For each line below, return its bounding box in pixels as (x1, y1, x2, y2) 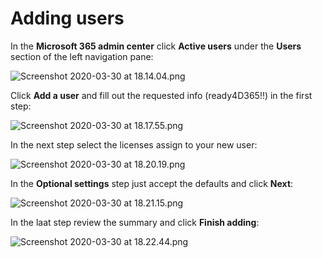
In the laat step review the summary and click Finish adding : (10, 216, 260, 228)
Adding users (10, 7, 125, 30)
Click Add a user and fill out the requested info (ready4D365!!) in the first (10, 89, 313, 101)
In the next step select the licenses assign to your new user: (10, 138, 258, 151)
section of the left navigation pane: (10, 50, 154, 62)
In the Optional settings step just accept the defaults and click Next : (10, 177, 294, 189)
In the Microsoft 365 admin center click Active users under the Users (10, 40, 302, 52)
